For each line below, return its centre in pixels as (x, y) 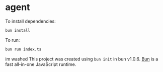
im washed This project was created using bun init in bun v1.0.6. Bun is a (82, 59)
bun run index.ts (23, 49)
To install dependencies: (31, 21)
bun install (18, 30)
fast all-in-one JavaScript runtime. (41, 64)
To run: (13, 40)
